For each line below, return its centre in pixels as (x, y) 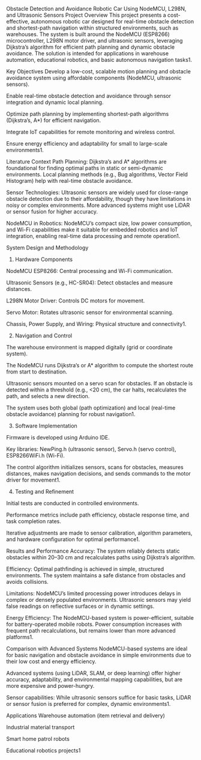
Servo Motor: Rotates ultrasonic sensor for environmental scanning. (90, 312)
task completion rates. (34, 521)
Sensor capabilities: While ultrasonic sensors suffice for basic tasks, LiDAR (99, 697)
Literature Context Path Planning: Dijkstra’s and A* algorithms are (86, 161)
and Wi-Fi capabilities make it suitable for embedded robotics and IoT (92, 230)
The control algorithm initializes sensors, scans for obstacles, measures (95, 467)
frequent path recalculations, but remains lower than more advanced (91, 630)
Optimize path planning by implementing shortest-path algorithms (88, 114)
